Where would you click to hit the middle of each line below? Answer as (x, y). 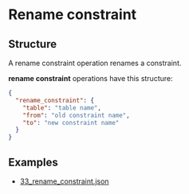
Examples (33, 162)
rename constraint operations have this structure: (91, 78)
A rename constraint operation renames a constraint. (95, 63)
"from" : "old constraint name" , (76, 115)
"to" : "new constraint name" (71, 122)
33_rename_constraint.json (64, 181)
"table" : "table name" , (62, 108)
